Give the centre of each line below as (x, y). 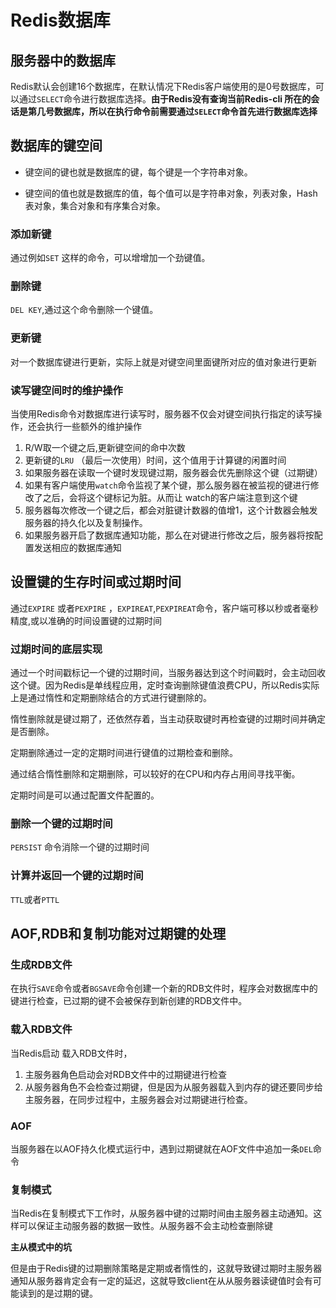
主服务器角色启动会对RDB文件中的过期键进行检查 (126, 1074)
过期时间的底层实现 (56, 649)
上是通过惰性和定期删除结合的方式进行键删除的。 (111, 698)
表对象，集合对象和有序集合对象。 (95, 205)
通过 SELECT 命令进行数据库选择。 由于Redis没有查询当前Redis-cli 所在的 (165, 99)
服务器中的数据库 (63, 60)
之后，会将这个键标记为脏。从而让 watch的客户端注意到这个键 (170, 497)
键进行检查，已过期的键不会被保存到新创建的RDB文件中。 (129, 1001)
